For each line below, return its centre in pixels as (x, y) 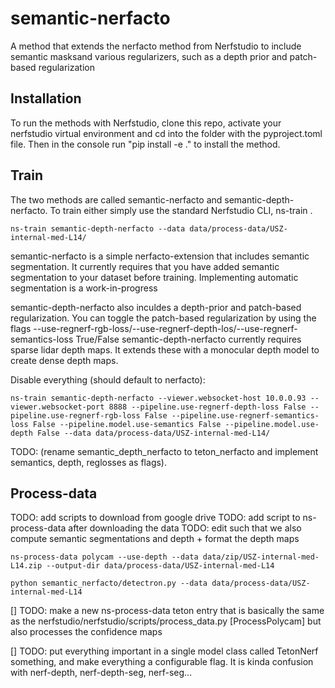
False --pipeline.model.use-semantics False (127, 424)
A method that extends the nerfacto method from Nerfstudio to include (156, 46)
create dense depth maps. (64, 360)
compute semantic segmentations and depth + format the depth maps (155, 539)
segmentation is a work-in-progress (84, 288)
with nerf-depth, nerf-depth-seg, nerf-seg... (101, 673)
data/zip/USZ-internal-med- (261, 557)
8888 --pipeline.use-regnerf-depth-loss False (207, 407)
